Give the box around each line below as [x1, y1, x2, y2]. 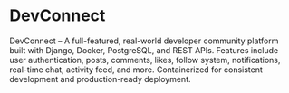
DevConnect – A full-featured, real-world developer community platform [9, 35, 279, 46]
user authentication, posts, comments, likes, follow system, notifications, [9, 54, 281, 65]
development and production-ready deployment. [9, 73, 192, 84]
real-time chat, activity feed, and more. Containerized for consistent [9, 64, 263, 75]
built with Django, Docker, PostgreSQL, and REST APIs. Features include [9, 44, 279, 55]
